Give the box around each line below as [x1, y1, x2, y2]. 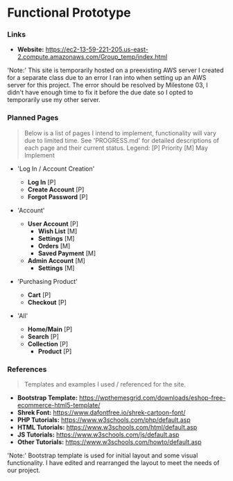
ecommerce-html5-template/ [17, 401, 101, 410]
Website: [17, 45, 44, 53]
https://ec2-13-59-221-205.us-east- [45, 45, 149, 53]
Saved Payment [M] [37, 248, 96, 258]
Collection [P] [27, 339, 69, 348]
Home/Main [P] [27, 325, 73, 333]
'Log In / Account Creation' [17, 164, 95, 173]
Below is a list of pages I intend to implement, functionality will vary [24, 128, 217, 137]
